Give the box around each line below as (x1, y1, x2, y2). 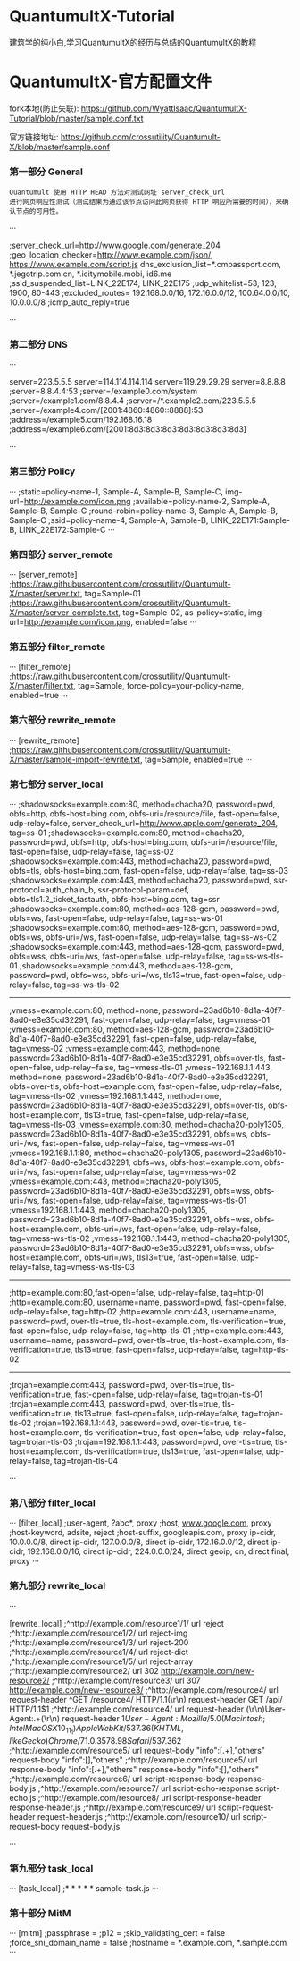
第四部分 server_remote (9, 548, 113, 561)
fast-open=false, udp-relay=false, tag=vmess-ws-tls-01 (41, 1195, 247, 1205)
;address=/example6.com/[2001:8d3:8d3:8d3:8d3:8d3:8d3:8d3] (9, 424, 247, 435)
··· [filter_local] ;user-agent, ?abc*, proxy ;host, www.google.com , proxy (9, 1517, 272, 1528)
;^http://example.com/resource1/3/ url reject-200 (9, 1636, 189, 1647)
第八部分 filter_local (9, 1496, 96, 1509)
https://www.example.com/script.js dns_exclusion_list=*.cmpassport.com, (9, 259, 281, 270)
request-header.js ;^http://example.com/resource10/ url (37, 1811, 241, 1822)
